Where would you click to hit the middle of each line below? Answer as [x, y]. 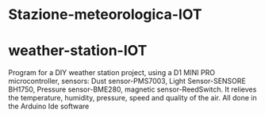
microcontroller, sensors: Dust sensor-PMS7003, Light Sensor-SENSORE [127, 81]
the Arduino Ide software [49, 106]
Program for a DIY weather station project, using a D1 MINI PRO [112, 73]
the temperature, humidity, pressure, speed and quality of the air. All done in [133, 98]
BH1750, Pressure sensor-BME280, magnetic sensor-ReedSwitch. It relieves [132, 89]
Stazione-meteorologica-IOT [105, 15]
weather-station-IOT [78, 51]
